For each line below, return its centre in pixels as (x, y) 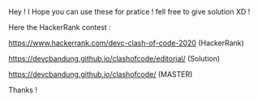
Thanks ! (23, 90)
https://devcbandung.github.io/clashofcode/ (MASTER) (101, 74)
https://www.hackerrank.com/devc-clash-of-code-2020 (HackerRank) (127, 43)
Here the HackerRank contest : (60, 27)
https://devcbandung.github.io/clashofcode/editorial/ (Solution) (114, 59)
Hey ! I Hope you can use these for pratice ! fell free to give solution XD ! (129, 12)
